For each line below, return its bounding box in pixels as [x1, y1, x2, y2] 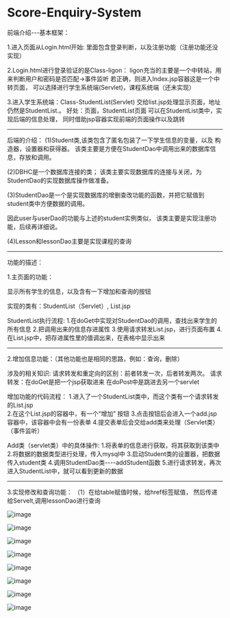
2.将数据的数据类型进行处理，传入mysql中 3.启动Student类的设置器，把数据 [7, 449, 220, 457]
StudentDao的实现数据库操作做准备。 [7, 176, 113, 185]
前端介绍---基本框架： [7, 28, 70, 36]
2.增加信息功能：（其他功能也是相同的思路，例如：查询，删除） [7, 355, 183, 363]
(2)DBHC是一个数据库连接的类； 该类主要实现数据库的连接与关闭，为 [7, 167, 202, 176]
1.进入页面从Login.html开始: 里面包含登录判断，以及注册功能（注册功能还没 [7, 43, 218, 51]
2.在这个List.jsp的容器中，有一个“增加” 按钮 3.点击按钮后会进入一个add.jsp [7, 409, 218, 418]
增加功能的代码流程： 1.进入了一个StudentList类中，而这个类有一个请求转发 [7, 392, 219, 401]
